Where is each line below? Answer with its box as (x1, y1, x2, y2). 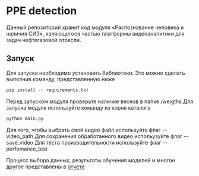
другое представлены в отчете (6, 163, 85, 170)
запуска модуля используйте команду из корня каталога (6, 104, 151, 111)
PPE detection (6, 4, 77, 18)
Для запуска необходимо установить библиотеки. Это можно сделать (6, 69, 185, 76)
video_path (6, 132, 34, 140)
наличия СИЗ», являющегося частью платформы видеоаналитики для (6, 30, 185, 37)
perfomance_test (6, 145, 48, 152)
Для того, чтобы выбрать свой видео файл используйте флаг (6, 126, 162, 133)
